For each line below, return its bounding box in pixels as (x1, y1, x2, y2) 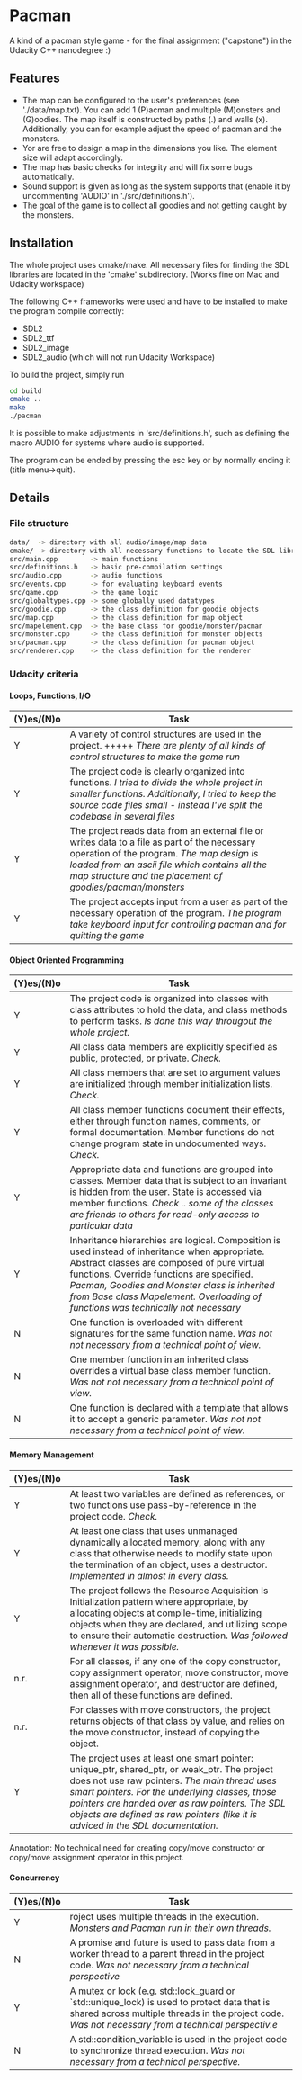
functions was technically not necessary (69, 1302, 241, 1314)
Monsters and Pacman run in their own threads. (69, 1922, 271, 1934)
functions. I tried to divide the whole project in (69, 776, 263, 789)
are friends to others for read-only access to (69, 1208, 260, 1221)
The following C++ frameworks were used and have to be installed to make (9, 296, 288, 307)
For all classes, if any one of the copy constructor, (69, 1654, 280, 1667)
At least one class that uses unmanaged (69, 1524, 238, 1537)
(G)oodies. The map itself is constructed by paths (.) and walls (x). (22, 113, 268, 124)
